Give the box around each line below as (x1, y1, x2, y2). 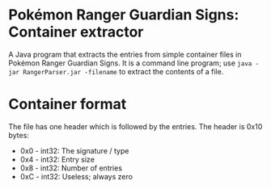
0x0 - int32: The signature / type (19, 145, 129, 155)
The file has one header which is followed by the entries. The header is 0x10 (8, 121, 263, 131)
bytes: (8, 130, 30, 140)
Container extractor (8, 23, 144, 41)
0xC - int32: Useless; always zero (19, 171, 133, 181)
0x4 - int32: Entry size (19, 154, 95, 164)
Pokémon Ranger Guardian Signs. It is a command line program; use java (8, 58, 252, 68)
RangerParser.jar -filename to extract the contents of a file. (23, 66, 224, 76)
